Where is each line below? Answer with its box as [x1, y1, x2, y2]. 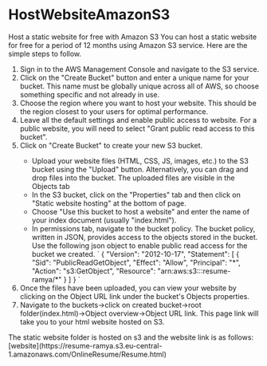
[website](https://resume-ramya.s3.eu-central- [8, 340, 163, 350]
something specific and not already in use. [19, 89, 160, 99]
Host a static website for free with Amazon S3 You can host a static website [8, 32, 257, 41]
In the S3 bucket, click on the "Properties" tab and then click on [31, 190, 241, 199]
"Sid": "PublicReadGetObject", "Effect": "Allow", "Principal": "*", [31, 258, 241, 267]
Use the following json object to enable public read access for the [31, 241, 248, 250]
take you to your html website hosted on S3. [19, 317, 165, 326]
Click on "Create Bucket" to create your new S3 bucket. [19, 140, 203, 150]
